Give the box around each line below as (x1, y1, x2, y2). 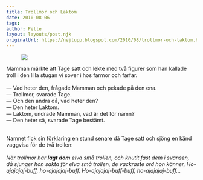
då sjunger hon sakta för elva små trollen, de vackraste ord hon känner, (6, 161, 185, 167)
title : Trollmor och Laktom (6, 8, 77, 15)
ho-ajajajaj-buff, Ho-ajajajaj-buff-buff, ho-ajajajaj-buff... (39, 167, 181, 174)
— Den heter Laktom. (6, 104, 59, 111)
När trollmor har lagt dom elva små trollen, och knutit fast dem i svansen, (6, 154, 190, 161)
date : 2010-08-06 (6, 15, 50, 21)
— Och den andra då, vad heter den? (6, 98, 98, 104)
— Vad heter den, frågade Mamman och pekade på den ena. (6, 84, 157, 92)
